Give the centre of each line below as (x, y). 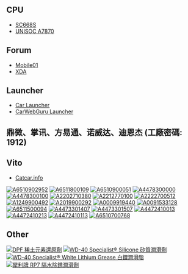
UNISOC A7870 (34, 31)
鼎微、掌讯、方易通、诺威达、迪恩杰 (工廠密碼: (94, 132)
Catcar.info (29, 177)
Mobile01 (27, 65)
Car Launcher (32, 105)
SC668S (26, 24)
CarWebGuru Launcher (44, 111)
